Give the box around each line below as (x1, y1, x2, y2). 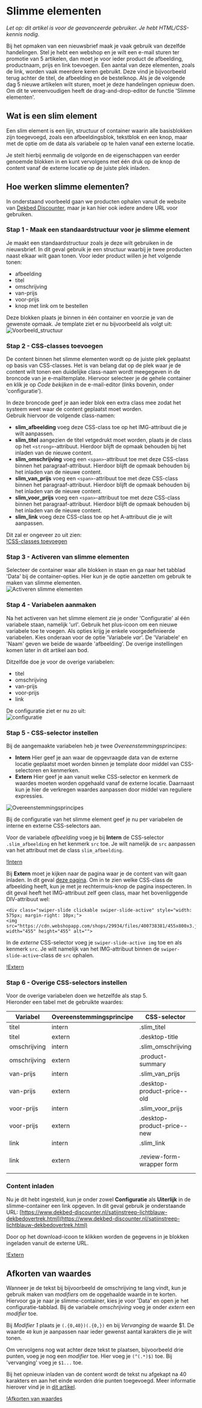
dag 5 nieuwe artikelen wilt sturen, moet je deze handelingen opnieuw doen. (6, 80, 195, 88)
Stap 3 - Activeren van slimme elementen (6, 553, 129, 561)
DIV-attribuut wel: (6, 896, 50, 903)
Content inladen (6, 1182, 54, 1190)
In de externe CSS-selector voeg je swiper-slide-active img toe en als (6, 939, 182, 946)
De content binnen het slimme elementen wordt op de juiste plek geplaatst (6, 356, 191, 363)
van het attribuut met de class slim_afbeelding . (6, 847, 124, 854)
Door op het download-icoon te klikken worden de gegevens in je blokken (6, 1233, 189, 1240)
